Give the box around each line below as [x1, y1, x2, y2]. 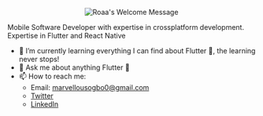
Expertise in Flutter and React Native [7, 31, 126, 40]
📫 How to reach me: [18, 71, 87, 81]
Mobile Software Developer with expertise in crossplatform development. [7, 23, 245, 31]
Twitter [30, 91, 54, 100]
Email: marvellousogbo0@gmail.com [30, 83, 150, 92]
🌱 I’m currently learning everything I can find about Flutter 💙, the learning [18, 46, 256, 55]
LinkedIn [30, 100, 59, 109]
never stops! [18, 55, 60, 63]
